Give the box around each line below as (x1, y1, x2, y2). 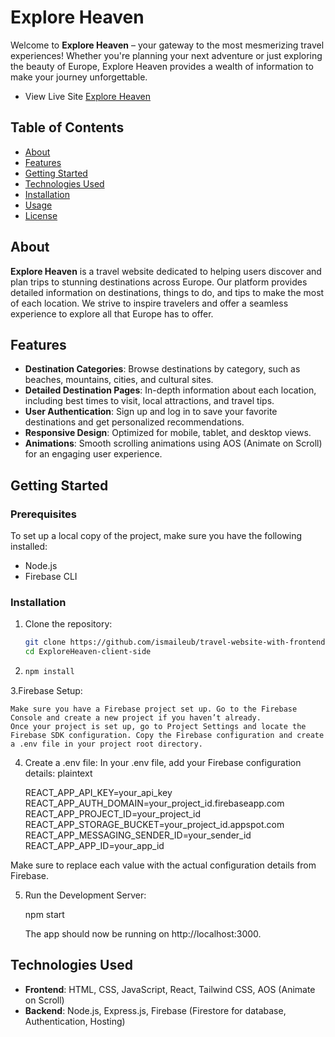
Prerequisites (10, 507, 77, 521)
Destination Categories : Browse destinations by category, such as (24, 363, 301, 375)
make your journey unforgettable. (10, 71, 148, 83)
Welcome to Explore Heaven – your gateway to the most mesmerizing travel (10, 39, 325, 51)
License (24, 209, 58, 221)
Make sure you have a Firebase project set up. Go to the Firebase (10, 704, 298, 714)
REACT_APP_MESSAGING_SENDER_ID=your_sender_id (24, 829, 252, 841)
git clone (24, 637, 67, 648)
